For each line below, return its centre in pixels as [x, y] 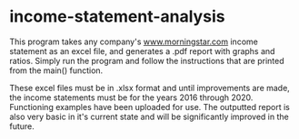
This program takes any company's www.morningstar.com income [134, 42]
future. [22, 126]
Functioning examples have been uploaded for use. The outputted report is [150, 107]
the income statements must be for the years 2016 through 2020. [131, 97]
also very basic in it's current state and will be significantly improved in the [149, 116]
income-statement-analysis [117, 17]
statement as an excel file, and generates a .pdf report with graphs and [142, 51]
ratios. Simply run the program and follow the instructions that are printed [147, 60]
